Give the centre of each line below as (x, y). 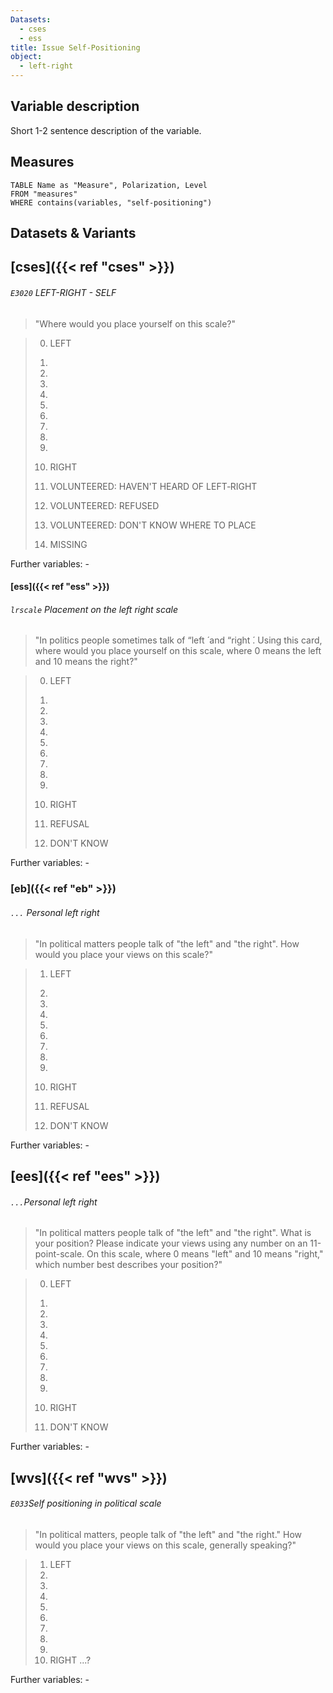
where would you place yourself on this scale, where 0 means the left (178, 651)
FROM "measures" (44, 194)
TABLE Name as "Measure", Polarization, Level (109, 185)
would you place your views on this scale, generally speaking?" (165, 1545)
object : (26, 57)
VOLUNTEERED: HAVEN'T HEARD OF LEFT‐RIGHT (153, 486)
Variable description (75, 106)
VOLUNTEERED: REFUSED (104, 505)
